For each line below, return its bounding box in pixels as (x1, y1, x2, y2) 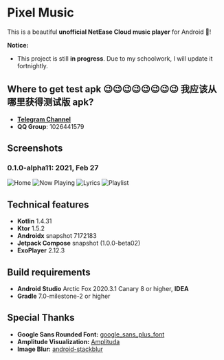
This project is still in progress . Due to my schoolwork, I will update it (16, 54, 213, 63)
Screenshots (7, 143, 63, 154)
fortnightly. (16, 61, 48, 70)
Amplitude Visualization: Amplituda (16, 337, 120, 346)
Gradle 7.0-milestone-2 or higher (16, 292, 111, 301)
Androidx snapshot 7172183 (16, 232, 98, 240)
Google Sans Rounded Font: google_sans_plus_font (16, 330, 165, 339)
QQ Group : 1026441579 (16, 122, 85, 130)
